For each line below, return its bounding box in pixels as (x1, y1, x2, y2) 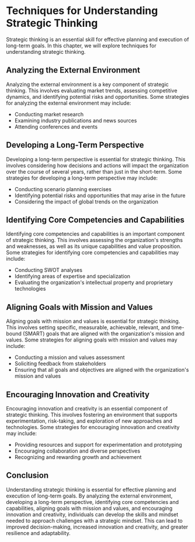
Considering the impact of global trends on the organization (14, 198, 159, 205)
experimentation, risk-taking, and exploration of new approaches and (6, 417, 173, 424)
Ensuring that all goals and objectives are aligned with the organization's (14, 367, 189, 374)
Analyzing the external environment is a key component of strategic (6, 81, 169, 88)
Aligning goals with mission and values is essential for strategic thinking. (6, 317, 180, 325)
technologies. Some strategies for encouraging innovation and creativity (6, 424, 180, 430)
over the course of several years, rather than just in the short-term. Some (6, 168, 182, 175)
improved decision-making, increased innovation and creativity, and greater (6, 523, 189, 530)
